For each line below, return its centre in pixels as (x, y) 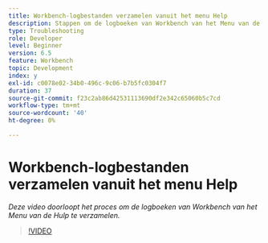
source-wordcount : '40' (48, 113)
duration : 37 (30, 91)
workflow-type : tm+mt (45, 105)
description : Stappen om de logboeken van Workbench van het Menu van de (134, 23)
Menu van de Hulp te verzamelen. (64, 215)
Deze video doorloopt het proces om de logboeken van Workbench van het (133, 207)
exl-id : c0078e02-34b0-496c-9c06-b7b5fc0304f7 (87, 83)
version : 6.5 (30, 53)
